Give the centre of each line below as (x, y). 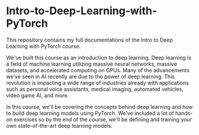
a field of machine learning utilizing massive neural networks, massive (92, 64)
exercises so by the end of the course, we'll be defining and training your (103, 119)
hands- (184, 113)
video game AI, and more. (38, 95)
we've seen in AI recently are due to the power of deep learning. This (90, 76)
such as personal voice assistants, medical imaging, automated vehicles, (95, 89)
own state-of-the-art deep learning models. (59, 126)
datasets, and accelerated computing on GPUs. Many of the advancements (98, 70)
